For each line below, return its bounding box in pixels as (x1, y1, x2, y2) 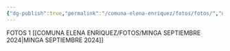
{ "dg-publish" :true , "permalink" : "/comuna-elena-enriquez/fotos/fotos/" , (6, 10, 219, 17)
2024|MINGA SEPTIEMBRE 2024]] (6, 35, 104, 44)
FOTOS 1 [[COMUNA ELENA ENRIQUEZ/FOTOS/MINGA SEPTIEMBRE (6, 29, 201, 37)
